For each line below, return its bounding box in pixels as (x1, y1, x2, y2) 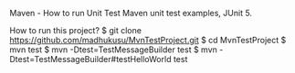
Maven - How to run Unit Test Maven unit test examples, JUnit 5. (9, 8, 253, 18)
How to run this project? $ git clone (9, 25, 142, 35)
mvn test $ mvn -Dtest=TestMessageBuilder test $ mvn (9, 44, 217, 55)
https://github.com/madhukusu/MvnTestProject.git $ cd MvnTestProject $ (9, 35, 287, 45)
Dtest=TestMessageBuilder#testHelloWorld (9, 54, 172, 64)
